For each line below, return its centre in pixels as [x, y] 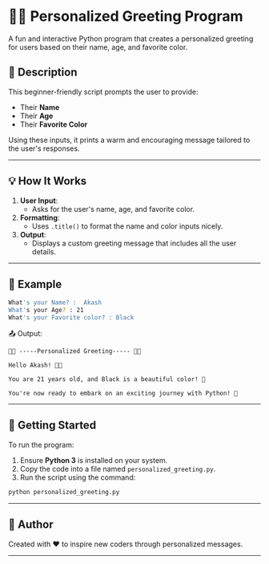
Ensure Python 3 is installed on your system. [94, 460]
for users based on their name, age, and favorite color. [98, 47]
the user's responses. [44, 148]
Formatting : [40, 217]
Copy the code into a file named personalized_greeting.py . [118, 469]
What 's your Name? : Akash [55, 303]
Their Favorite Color [54, 124]
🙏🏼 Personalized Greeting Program [126, 16]
